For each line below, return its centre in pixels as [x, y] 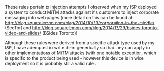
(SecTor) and [18, 28]
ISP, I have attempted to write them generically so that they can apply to [78, 48]
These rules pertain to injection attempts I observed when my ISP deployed [81, 7]
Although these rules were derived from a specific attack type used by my [80, 43]
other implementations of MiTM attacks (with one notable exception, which [81, 53]
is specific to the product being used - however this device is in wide [75, 58]
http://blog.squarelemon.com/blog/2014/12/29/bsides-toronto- [95, 28]
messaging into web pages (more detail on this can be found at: [69, 17]
